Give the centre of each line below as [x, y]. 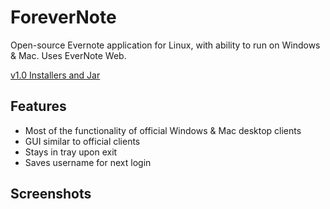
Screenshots [51, 194]
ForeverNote [63, 17]
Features [38, 106]
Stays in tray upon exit [71, 152]
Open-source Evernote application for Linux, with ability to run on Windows [165, 45]
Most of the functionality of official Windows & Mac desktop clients [163, 130]
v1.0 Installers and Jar [55, 75]
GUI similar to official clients [82, 141]
